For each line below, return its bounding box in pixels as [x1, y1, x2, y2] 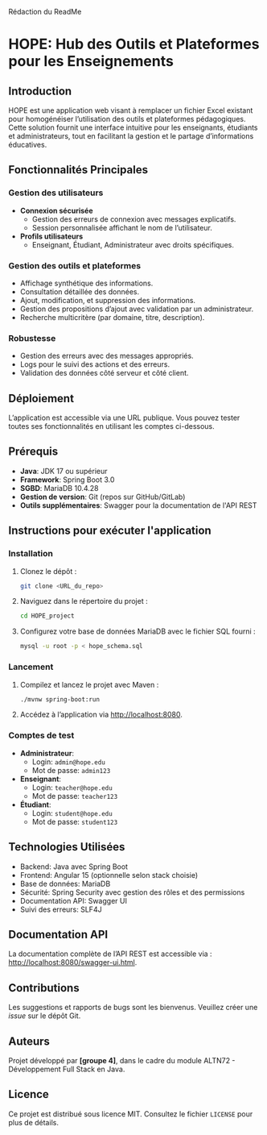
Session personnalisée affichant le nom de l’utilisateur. [31, 222, 213, 232]
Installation [8, 548, 54, 559]
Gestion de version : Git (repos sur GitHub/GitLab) [19, 492, 186, 501]
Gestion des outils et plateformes [8, 260, 142, 271]
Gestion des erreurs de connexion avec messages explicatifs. [31, 214, 236, 224]
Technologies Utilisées [8, 840, 125, 854]
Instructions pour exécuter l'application [8, 524, 212, 538]
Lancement [8, 661, 54, 672]
